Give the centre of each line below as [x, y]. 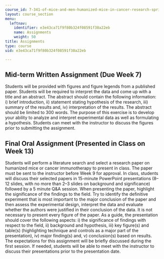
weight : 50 [25, 37]
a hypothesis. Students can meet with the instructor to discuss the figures [79, 123]
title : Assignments [25, 42]
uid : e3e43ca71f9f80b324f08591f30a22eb [46, 50]
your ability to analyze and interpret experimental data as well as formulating [82, 118]
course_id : [16, 10]
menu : [10, 19]
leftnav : [18, 23]
